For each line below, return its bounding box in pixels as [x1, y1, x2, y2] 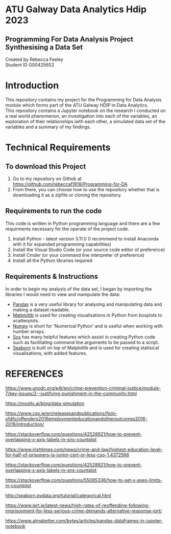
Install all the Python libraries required [12, 257, 93, 263]
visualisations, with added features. [12, 350, 88, 356]
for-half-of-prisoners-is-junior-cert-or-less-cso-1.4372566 [5, 452, 129, 458]
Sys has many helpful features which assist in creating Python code [12, 333, 156, 340]
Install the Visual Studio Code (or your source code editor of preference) [12, 247, 165, 253]
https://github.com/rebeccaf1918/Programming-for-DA [12, 181, 128, 187]
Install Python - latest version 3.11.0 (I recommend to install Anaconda [12, 235, 159, 241]
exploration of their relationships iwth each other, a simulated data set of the [5, 118, 166, 124]
